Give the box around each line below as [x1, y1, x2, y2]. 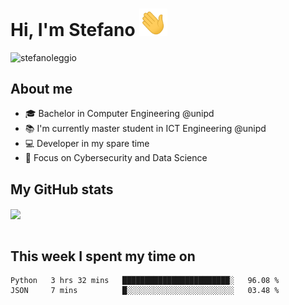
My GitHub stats [10, 181, 114, 198]
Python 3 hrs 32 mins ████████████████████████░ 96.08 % [10, 276, 280, 286]
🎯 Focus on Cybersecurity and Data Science [24, 152, 208, 164]
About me [10, 81, 73, 98]
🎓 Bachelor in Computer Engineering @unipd [24, 108, 215, 120]
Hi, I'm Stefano [10, 18, 136, 41]
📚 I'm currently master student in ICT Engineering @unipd [24, 123, 267, 135]
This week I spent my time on [10, 248, 196, 265]
